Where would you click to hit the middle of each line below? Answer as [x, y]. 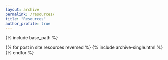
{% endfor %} [20, 53]
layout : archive [22, 10]
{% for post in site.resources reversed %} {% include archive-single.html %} [84, 47]
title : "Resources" [26, 19]
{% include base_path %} [32, 38]
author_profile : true [28, 24]
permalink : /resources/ [30, 14]
